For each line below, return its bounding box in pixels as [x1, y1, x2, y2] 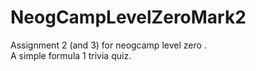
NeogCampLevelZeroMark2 [10, 6, 247, 29]
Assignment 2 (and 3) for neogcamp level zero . [10, 39, 207, 51]
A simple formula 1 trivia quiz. [10, 49, 132, 61]
